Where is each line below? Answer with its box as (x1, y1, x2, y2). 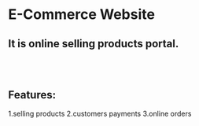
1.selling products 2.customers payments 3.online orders (8, 109, 192, 119)
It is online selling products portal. (8, 37, 179, 50)
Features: (8, 88, 57, 102)
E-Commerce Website (8, 6, 156, 24)
